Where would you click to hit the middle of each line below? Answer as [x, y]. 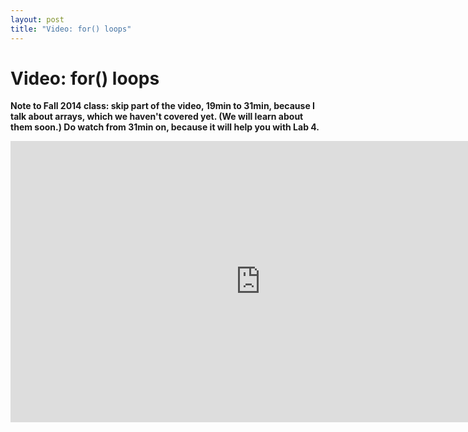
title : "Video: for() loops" [71, 29]
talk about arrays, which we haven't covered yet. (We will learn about [157, 117]
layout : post [37, 19]
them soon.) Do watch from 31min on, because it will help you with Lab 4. [165, 127]
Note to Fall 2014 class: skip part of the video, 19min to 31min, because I [162, 106]
